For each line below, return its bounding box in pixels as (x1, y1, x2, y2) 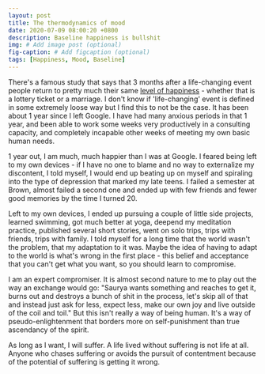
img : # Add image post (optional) (8, 41, 123, 49)
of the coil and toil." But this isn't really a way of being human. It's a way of (8, 308, 252, 317)
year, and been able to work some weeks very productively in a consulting (8, 119, 251, 129)
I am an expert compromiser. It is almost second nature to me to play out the (8, 274, 257, 284)
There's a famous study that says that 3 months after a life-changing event (8, 77, 252, 87)
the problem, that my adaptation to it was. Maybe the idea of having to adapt (8, 242, 258, 251)
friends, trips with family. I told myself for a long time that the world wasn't (8, 234, 251, 244)
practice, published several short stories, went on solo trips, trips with (8, 225, 236, 235)
